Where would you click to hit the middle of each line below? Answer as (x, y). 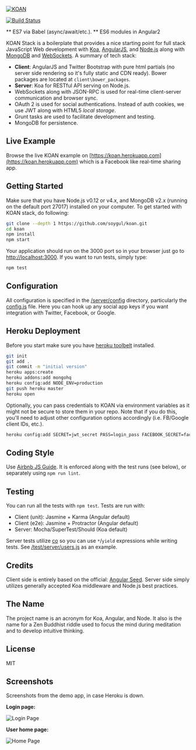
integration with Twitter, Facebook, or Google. (61, 313)
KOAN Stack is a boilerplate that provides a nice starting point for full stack (96, 43)
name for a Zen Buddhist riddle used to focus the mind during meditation (93, 624)
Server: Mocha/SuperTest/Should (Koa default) (71, 529)
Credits (20, 565)
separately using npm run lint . (43, 473)
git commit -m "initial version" (47, 367)
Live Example (31, 141)
